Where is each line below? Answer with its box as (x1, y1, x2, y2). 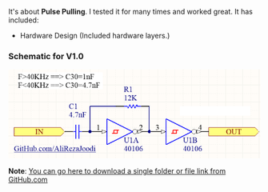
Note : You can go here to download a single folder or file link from (8, 166, 226, 175)
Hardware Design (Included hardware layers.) (19, 31, 170, 40)
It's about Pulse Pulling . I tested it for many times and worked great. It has (8, 7, 254, 16)
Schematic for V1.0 (8, 50, 84, 62)
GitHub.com (8, 174, 48, 184)
